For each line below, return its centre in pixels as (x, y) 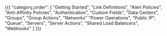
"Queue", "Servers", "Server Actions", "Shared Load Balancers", (72, 23)
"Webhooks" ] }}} (23, 28)
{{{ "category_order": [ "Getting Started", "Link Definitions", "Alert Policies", (83, 7)
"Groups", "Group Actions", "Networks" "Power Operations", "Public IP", (80, 18)
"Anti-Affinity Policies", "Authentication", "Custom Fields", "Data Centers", (82, 12)
